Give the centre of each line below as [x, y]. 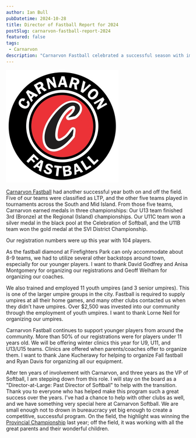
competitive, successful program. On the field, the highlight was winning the [98, 416]
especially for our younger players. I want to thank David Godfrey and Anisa [97, 264]
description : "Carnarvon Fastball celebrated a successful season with [95, 56]
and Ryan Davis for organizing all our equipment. [65, 361]
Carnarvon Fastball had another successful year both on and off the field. [94, 192]
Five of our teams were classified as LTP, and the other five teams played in [97, 198]
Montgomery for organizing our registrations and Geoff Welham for [87, 270]
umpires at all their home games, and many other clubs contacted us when [96, 300]
